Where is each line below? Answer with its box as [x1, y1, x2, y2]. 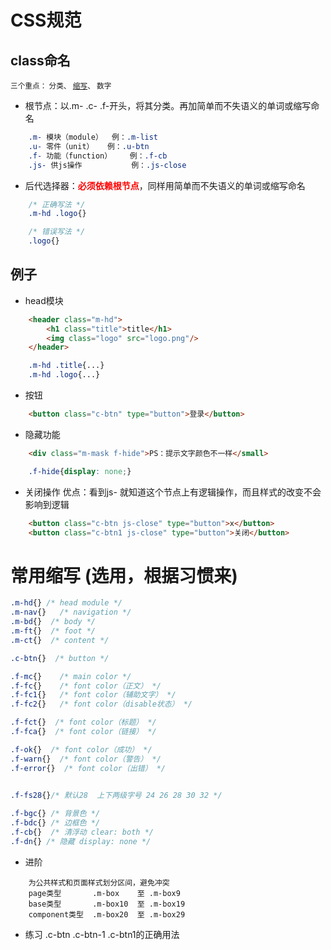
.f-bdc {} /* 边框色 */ [10, 818, 101, 828]
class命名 [10, 52, 71, 69]
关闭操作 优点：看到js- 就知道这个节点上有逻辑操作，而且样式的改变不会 [24, 486, 322, 498]
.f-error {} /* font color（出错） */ [10, 763, 167, 773]
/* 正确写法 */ [28, 199, 86, 210]
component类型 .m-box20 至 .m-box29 [28, 909, 186, 920]
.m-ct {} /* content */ [10, 635, 110, 645]
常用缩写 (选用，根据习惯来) [10, 564, 238, 587]
